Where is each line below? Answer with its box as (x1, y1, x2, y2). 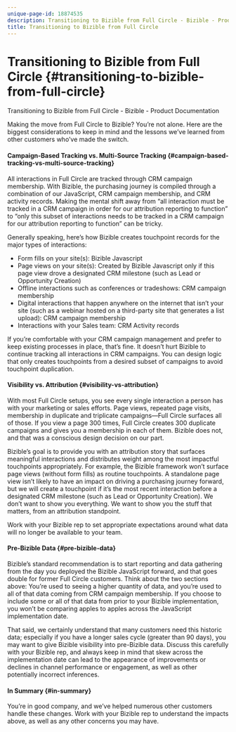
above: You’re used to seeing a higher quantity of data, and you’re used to (7, 582, 222, 590)
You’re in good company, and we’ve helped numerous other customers (7, 702, 213, 710)
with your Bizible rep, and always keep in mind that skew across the (7, 648, 204, 656)
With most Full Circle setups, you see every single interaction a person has (7, 396, 223, 405)
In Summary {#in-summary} (7, 686, 92, 695)
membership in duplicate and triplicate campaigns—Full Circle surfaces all (7, 411, 223, 419)
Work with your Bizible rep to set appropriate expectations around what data (7, 521, 228, 529)
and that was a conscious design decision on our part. (7, 433, 164, 442)
